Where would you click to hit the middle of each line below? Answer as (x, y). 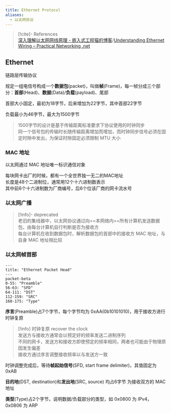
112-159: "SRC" (22, 297)
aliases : (15, 15)
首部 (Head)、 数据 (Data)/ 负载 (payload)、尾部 (61, 92)
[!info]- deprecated (38, 214)
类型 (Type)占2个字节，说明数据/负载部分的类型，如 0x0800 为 (71, 399)
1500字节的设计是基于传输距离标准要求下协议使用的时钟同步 (81, 125)
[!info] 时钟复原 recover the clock (53, 329)
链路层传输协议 (21, 75)
